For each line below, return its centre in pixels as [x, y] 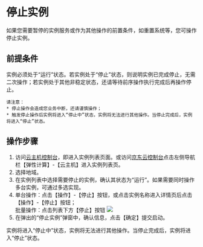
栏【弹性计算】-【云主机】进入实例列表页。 [69, 164]
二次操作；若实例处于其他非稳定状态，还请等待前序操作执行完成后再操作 [96, 82]
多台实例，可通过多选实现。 [50, 187]
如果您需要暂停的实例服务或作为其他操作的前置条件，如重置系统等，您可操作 [101, 30]
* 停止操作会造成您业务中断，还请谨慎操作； [54, 108]
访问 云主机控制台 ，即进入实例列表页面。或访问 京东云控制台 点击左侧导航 [105, 157]
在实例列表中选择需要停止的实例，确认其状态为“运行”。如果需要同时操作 [105, 179]
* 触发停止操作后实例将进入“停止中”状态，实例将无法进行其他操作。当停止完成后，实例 [99, 115]
